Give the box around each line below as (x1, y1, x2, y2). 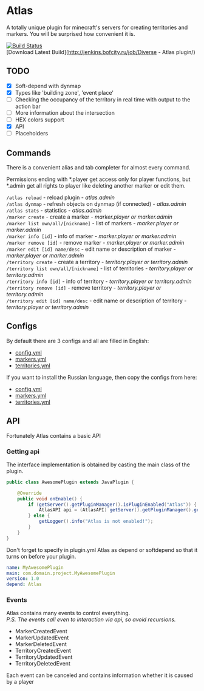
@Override (17, 490, 42, 496)
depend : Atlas (6, 581, 42, 588)
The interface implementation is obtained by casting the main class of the (6, 461, 190, 468)
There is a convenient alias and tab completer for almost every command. (6, 164, 191, 171)
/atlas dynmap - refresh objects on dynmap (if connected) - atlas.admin (6, 200, 186, 207)
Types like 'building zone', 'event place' (15, 89, 114, 96)
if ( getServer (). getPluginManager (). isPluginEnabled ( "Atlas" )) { (28, 502, 197, 508)
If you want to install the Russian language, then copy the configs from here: (6, 373, 197, 381)
